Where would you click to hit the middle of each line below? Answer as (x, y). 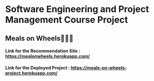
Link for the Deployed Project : (37, 67)
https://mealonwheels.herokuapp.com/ (48, 56)
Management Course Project (67, 20)
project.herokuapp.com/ (31, 73)
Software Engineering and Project (77, 9)
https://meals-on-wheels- (99, 67)
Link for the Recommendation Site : (43, 51)
